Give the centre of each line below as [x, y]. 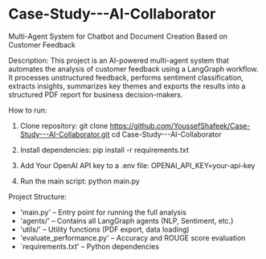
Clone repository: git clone [64, 125]
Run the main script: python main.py [80, 181]
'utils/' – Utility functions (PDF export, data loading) [105, 229]
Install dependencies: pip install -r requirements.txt [104, 150]
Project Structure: [37, 196]
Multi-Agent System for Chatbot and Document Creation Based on [118, 36]
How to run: [28, 110]
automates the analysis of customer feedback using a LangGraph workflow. [133, 68]
